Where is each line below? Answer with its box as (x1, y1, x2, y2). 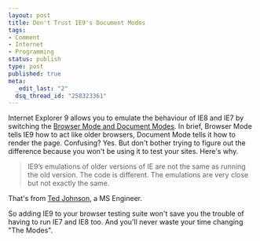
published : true (8, 70, 61, 78)
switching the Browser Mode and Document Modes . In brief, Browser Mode (8, 122, 253, 131)
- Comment (8, 33, 41, 42)
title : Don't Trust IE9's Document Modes (8, 19, 146, 27)
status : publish (8, 56, 61, 64)
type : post (8, 63, 44, 71)
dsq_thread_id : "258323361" (15, 92, 108, 100)
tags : (8, 26, 26, 34)
